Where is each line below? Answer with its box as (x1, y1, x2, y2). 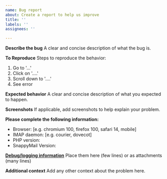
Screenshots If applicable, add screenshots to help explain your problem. (5, 106, 160, 113)
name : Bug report (5, 7, 42, 13)
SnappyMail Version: (12, 143, 56, 149)
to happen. (5, 97, 28, 103)
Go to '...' (12, 65, 32, 71)
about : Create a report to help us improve (5, 12, 100, 17)
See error (12, 81, 33, 87)
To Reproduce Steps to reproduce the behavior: (5, 55, 106, 61)
